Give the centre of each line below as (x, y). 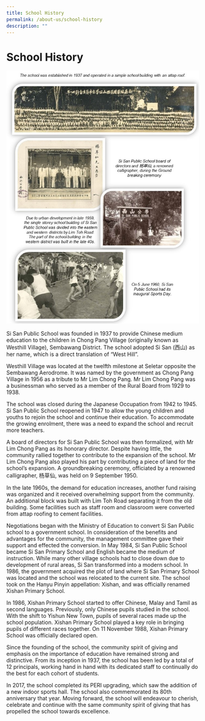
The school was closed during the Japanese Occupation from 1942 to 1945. (102, 404)
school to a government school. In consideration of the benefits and (92, 532)
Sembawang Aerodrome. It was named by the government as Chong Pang (100, 372)
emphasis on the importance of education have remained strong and (93, 654)
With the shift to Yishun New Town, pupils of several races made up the (96, 615)
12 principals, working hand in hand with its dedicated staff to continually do (102, 666)
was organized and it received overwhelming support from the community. (100, 494)
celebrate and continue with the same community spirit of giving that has (99, 704)
